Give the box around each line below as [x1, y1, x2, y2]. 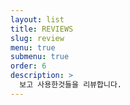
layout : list [10, 14, 65, 25]
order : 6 [10, 61, 47, 71]
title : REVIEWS [10, 24, 74, 34]
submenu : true [10, 52, 70, 62]
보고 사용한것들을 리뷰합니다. [19, 80, 123, 90]
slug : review [10, 33, 65, 43]
